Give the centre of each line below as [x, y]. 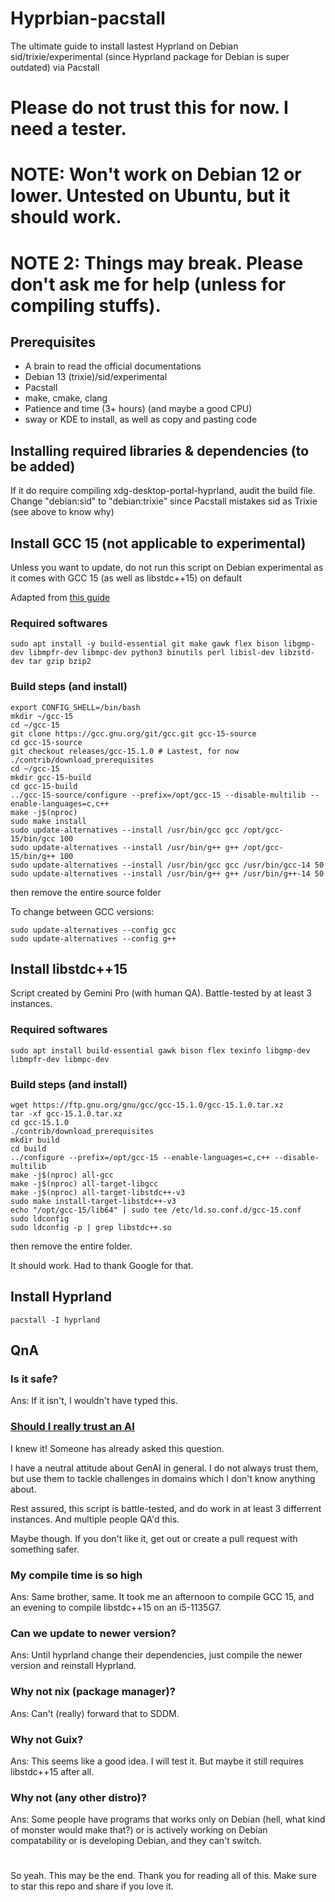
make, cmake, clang [66, 398]
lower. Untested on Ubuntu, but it [150, 196]
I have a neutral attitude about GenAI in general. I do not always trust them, [164, 1468]
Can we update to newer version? [93, 1633]
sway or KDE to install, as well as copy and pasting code [141, 419]
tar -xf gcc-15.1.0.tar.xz [66, 1113]
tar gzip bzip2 [60, 662]
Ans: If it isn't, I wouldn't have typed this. [94, 1401]
